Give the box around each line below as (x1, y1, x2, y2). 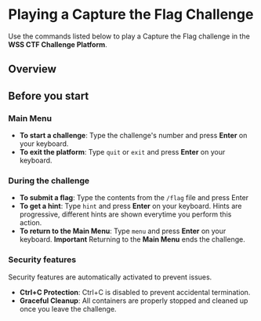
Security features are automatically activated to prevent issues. (8, 272, 212, 282)
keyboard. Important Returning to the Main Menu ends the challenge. (19, 235, 245, 244)
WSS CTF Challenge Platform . (8, 39, 107, 49)
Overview (8, 63, 57, 76)
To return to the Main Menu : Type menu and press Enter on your (19, 226, 227, 236)
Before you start (8, 89, 89, 103)
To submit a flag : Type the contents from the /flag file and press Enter (19, 193, 249, 202)
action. (19, 218, 42, 228)
